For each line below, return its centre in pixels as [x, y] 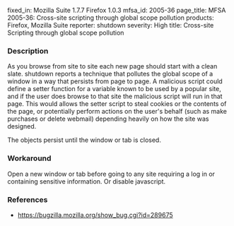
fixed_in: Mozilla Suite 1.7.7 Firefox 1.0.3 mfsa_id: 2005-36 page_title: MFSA [117, 10]
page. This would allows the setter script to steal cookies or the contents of [117, 104]
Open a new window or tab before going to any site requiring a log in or [111, 174]
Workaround [29, 158]
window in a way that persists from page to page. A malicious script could [115, 81]
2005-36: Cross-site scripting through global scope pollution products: [111, 18]
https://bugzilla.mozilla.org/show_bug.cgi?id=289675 [95, 215]
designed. [22, 126]
